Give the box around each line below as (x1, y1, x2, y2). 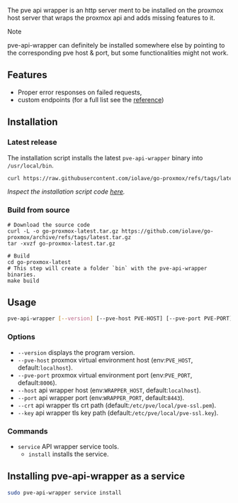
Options (7, 332, 35, 342)
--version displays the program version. (17, 348, 135, 357)
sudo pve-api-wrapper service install (7, 489, 122, 496)
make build (7, 277, 40, 284)
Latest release (7, 138, 58, 148)
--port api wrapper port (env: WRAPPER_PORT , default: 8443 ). (17, 393, 185, 402)
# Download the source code (7, 221, 91, 228)
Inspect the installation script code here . (7, 187, 125, 196)
